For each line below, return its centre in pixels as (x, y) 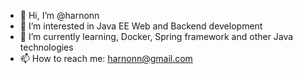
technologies (46, 47)
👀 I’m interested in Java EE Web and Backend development (141, 26)
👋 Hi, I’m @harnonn (59, 15)
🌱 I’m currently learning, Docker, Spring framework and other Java (156, 36)
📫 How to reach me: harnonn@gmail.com (106, 58)
